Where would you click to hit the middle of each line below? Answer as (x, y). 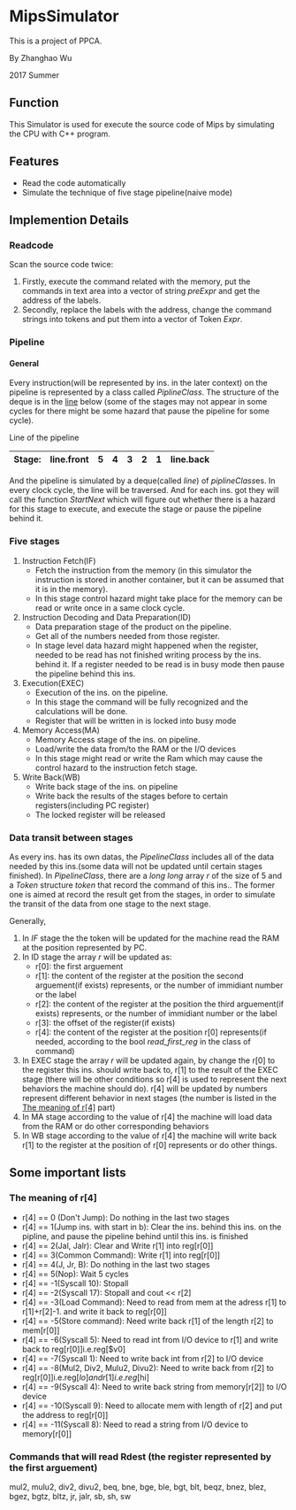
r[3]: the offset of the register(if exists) (105, 1022)
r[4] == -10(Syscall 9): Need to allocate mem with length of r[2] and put (152, 1406)
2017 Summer (34, 75)
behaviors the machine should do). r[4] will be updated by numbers (144, 1088)
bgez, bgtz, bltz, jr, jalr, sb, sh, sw (70, 1496)
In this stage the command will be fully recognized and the (142, 702)
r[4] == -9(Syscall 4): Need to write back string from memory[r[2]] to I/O (154, 1386)
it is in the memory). (72, 589)
